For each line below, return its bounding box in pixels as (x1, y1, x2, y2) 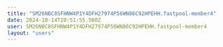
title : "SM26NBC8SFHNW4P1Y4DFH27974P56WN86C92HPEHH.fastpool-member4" (7, 10, 217, 17)
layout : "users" (7, 29, 54, 37)
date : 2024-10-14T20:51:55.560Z (7, 17, 101, 23)
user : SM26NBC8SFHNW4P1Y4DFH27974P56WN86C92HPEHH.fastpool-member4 (7, 23, 208, 30)
